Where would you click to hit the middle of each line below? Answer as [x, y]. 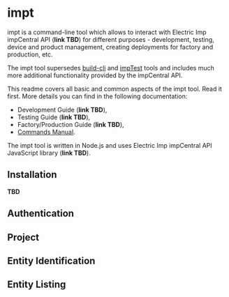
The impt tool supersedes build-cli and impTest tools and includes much [111, 68]
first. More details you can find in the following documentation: [97, 96]
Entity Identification [51, 260]
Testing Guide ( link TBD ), [54, 117]
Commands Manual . [46, 132]
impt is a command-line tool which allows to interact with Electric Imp [107, 32]
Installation [32, 175]
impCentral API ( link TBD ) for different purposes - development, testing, [111, 39]
